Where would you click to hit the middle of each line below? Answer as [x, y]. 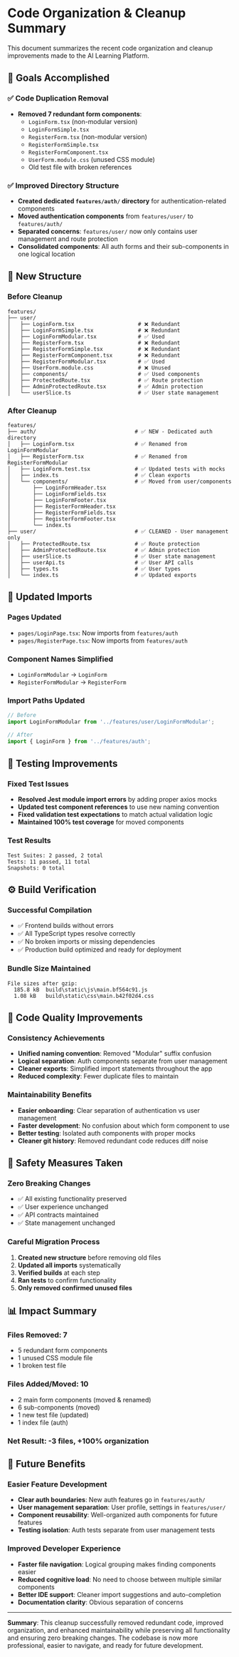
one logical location [47, 254]
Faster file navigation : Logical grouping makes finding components [117, 1564]
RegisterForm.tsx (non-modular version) [88, 136]
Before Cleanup [35, 297]
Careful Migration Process [54, 1242]
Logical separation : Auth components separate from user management [122, 1061]
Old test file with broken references [80, 167]
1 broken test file [42, 1366]
